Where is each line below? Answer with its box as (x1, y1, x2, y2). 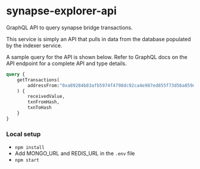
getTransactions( (17, 76, 60, 83)
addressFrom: (27, 82, 60, 88)
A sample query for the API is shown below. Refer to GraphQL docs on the (6, 53, 187, 60)
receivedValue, (27, 94, 65, 100)
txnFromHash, (27, 99, 60, 105)
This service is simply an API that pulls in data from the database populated (6, 35, 192, 42)
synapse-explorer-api (6, 4, 117, 18)
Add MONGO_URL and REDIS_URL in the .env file (14, 150, 135, 157)
